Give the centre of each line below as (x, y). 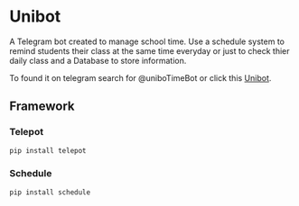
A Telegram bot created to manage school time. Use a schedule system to (147, 41)
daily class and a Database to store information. (98, 60)
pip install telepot (48, 150)
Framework (42, 107)
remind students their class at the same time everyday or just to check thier (149, 50)
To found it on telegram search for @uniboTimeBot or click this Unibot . (140, 77)
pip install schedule (50, 192)
